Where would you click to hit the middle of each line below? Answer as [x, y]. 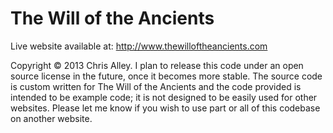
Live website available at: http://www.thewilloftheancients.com [139, 46]
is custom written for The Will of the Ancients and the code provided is [156, 86]
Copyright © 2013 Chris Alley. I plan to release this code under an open [157, 65]
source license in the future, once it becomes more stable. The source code [166, 76]
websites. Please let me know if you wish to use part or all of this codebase [165, 108]
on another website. [51, 118]
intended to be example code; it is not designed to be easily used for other [164, 97]
